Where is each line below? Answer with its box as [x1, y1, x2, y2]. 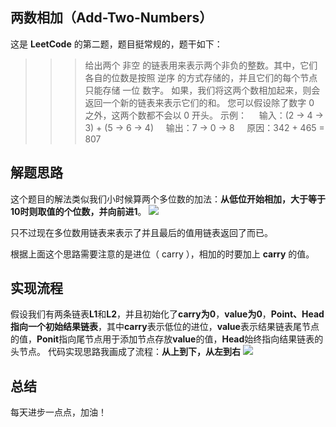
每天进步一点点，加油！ [10, 406, 107, 418]
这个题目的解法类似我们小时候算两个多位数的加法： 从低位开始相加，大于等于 [10, 193, 326, 205]
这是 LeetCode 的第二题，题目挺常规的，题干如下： [10, 38, 223, 50]
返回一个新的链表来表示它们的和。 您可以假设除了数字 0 [84, 96, 315, 108]
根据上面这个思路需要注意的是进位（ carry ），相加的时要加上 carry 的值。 [10, 248, 315, 260]
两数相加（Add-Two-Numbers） [10, 9, 213, 27]
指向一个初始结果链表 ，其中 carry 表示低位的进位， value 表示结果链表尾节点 [10, 321, 320, 333]
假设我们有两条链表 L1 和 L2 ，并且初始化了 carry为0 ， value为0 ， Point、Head [10, 308, 325, 320]
